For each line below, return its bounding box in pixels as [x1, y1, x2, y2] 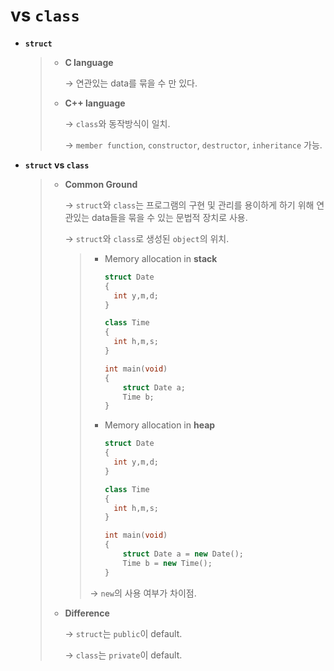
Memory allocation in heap [104, 419, 216, 431]
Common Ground [64, 178, 138, 190]
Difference [64, 607, 110, 619]
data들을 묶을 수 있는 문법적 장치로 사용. [91, 211, 248, 223]
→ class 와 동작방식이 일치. [64, 117, 171, 129]
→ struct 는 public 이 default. [64, 627, 183, 639]
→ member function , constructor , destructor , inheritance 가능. [64, 139, 323, 151]
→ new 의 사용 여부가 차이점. [89, 587, 197, 599]
